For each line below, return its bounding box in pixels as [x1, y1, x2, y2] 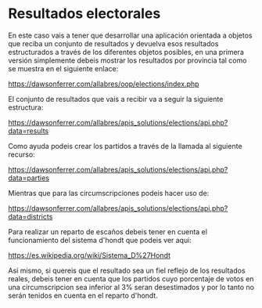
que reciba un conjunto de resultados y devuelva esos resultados [8, 38, 219, 48]
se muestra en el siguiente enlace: [8, 63, 119, 73]
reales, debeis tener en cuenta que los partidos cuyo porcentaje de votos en [8, 274, 254, 283]
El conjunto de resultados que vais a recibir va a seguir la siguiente [8, 94, 224, 103]
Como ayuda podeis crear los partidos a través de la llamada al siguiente [8, 141, 242, 150]
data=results [8, 126, 49, 136]
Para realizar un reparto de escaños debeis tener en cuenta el [8, 226, 207, 236]
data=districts [8, 212, 53, 221]
